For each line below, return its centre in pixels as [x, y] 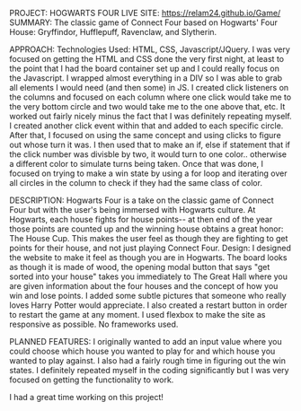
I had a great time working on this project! [87, 397]
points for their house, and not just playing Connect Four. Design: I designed [150, 248]
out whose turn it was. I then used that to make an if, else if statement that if [150, 144]
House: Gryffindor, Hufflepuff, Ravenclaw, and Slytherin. [113, 32]
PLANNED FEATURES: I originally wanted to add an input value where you [146, 341]
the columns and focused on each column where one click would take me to [150, 97]
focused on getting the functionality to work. [92, 380]
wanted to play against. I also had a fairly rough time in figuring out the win [147, 361]
